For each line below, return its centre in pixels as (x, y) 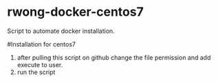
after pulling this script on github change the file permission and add (114, 57)
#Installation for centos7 (41, 44)
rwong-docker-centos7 (76, 12)
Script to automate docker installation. (61, 31)
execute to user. (40, 64)
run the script (36, 72)
